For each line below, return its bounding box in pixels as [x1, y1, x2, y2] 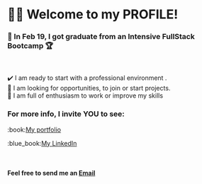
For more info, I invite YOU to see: [7, 109, 125, 119]
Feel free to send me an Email [7, 169, 96, 178]
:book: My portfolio [7, 125, 62, 134]
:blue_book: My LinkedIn [7, 139, 77, 147]
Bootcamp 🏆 [7, 41, 54, 51]
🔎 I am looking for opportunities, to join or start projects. [7, 84, 171, 93]
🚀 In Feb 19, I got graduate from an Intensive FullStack [7, 32, 195, 42]
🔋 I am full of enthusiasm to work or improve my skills [7, 91, 164, 100]
